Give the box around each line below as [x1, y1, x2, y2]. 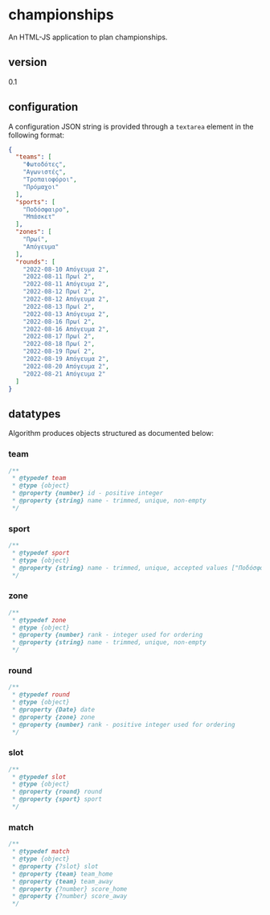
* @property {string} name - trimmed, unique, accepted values [11, 564, 228, 572]
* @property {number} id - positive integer [11, 489, 163, 498]
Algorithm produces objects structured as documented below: [8, 429, 215, 438]
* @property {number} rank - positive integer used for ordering [11, 720, 235, 728]
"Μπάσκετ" [22, 213, 56, 221]
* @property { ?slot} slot [11, 862, 99, 870]
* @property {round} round [11, 788, 103, 796]
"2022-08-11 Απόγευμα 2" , [22, 280, 110, 289]
